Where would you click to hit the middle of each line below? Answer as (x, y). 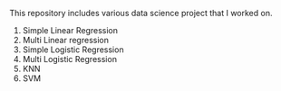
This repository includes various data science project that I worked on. (141, 13)
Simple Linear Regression (70, 30)
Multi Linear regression (65, 40)
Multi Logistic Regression (70, 59)
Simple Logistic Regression (73, 50)
